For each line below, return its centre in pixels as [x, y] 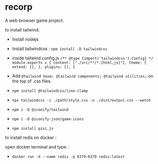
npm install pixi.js [33, 128]
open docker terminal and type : [37, 147]
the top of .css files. [32, 81]
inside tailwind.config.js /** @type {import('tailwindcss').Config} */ [83, 58]
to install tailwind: [22, 30]
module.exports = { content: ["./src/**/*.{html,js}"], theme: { [79, 63]
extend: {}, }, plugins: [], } [43, 67]
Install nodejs [25, 39]
